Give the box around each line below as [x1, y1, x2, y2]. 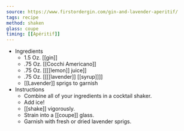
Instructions [14, 86, 45, 93]
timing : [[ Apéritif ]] [6, 31, 61, 37]
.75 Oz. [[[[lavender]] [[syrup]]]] [23, 73, 103, 81]
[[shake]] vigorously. [23, 105, 75, 112]
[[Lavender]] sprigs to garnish [23, 79, 98, 87]
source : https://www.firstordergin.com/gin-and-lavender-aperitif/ [6, 8, 179, 15]
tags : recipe [6, 14, 39, 20]
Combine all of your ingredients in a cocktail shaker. [23, 93, 152, 100]
